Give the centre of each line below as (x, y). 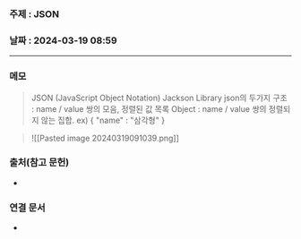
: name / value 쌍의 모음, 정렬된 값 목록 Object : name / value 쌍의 (149, 108)
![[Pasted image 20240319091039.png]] (105, 138)
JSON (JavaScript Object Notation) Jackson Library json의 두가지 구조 (159, 98)
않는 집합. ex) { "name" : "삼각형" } (103, 120)
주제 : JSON (34, 13)
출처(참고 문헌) (39, 163)
